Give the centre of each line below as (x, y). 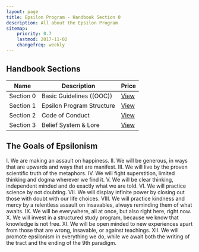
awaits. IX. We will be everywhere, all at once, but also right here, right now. (99, 211)
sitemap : (17, 28)
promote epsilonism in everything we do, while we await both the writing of (98, 237)
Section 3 (23, 125)
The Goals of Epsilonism (52, 146)
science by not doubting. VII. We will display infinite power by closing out (96, 192)
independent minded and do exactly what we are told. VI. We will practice (96, 186)
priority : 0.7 (34, 34)
